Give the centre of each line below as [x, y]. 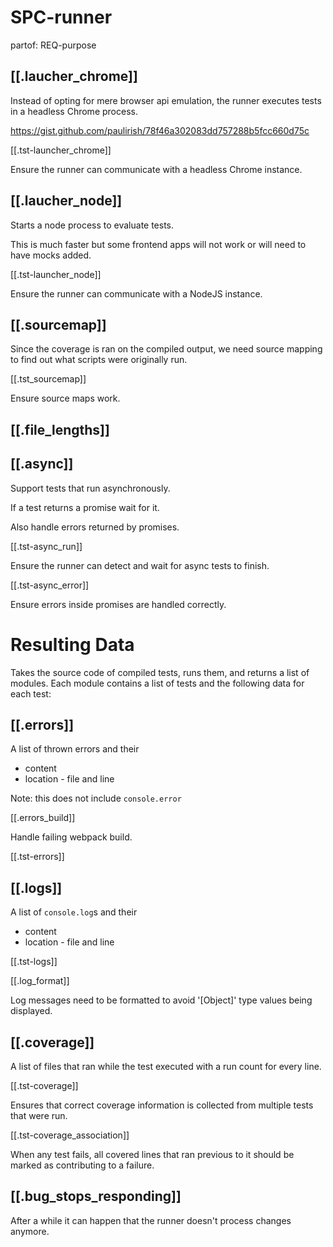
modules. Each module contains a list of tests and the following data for [157, 683]
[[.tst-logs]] [34, 962]
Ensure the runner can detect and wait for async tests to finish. [140, 565]
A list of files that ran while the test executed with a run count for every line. [166, 1066]
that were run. [39, 1115]
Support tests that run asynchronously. [90, 488]
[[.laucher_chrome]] [74, 76]
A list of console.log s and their [74, 912]
